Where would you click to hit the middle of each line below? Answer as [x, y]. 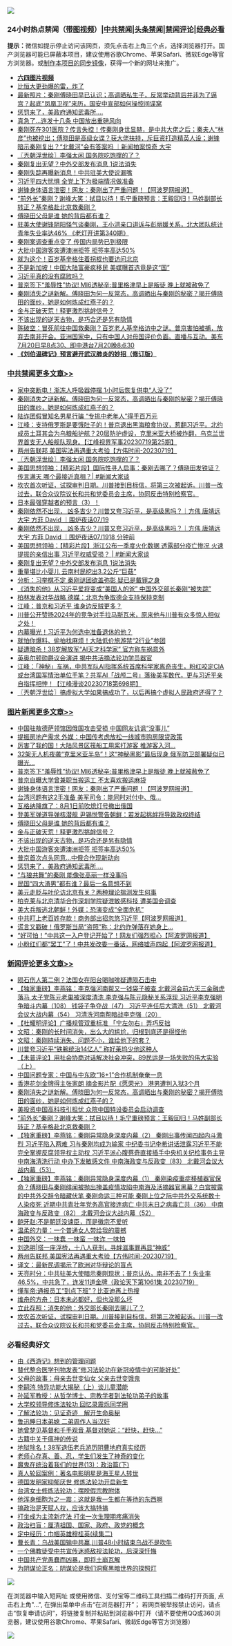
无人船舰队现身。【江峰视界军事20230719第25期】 [106, 441]
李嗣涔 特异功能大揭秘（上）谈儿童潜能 [72, 1387]
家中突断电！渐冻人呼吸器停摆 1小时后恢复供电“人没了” [95, 390]
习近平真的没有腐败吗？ [50, 276]
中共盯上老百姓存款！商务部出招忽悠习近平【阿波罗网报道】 [102, 918]
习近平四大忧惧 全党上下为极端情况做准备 [76, 181]
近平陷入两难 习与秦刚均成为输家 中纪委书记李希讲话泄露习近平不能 [126, 1144]
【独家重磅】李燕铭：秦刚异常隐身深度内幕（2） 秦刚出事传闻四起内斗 [117, 1136]
